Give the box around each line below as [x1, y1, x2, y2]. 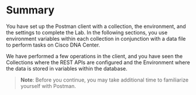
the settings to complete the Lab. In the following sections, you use [6, 29, 168, 36]
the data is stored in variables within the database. [6, 65, 128, 72]
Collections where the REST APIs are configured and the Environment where [6, 59, 190, 66]
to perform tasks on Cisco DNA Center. [6, 41, 101, 48]
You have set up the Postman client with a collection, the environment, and [6, 23, 186, 30]
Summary [6, 3, 54, 17]
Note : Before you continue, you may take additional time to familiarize [20, 76, 189, 83]
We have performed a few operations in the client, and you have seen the [6, 52, 183, 59]
